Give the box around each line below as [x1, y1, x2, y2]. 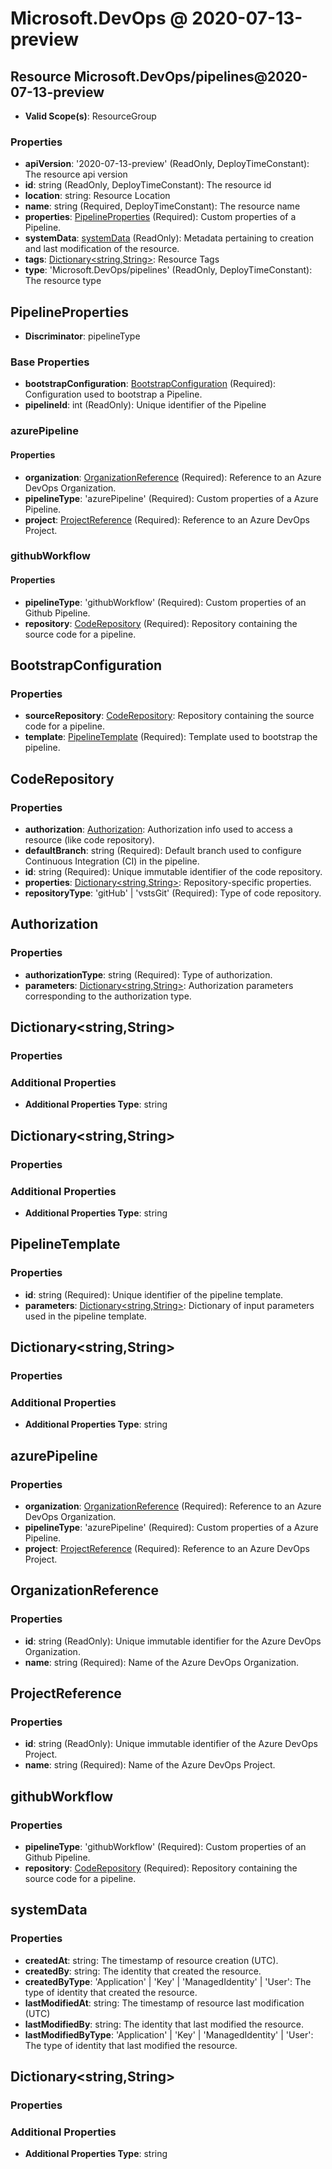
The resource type [24, 275, 102, 287]
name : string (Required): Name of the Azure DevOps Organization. [24, 1656, 300, 1668]
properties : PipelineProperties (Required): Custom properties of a [24, 211, 297, 223]
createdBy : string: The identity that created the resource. [24, 1965, 262, 1977]
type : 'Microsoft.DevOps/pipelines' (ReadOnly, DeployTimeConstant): [24, 264, 313, 276]
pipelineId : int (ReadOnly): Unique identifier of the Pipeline [24, 399, 267, 411]
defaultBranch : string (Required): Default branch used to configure [24, 845, 302, 857]
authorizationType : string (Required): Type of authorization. [24, 968, 273, 981]
